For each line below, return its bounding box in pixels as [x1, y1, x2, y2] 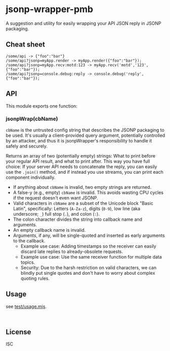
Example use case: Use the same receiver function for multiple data [20, 254, 162, 260]
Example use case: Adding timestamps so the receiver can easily [20, 243, 156, 249]
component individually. [6, 174, 56, 180]
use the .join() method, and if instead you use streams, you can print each [6, 169, 164, 175]
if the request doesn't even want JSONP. [13, 194, 98, 200]
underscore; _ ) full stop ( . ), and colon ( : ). [13, 211, 100, 217]
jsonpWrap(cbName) [6, 115, 58, 122]
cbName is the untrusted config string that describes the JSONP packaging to [6, 127, 165, 133]
